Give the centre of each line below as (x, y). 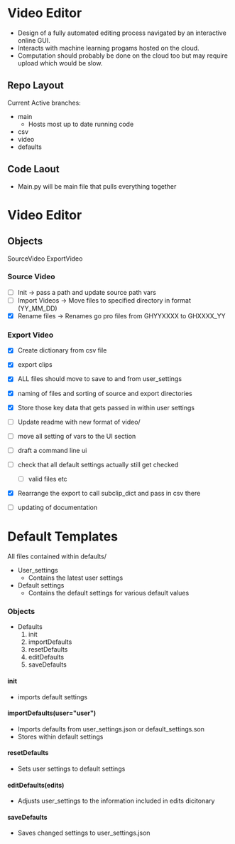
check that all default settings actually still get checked (98, 464)
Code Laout (33, 169)
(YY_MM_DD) (38, 308)
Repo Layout (35, 86)
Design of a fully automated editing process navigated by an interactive (122, 33)
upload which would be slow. (60, 63)
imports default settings (52, 697)
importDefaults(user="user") (52, 713)
